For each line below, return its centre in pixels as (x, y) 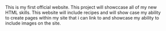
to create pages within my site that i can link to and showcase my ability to (82, 18)
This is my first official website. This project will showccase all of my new (81, 7)
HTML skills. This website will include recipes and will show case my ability (83, 12)
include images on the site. (33, 23)
